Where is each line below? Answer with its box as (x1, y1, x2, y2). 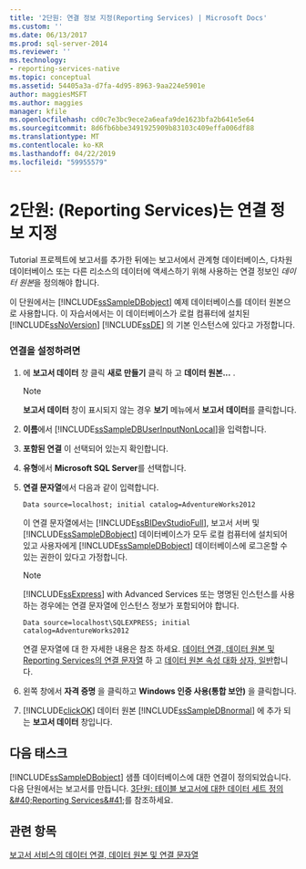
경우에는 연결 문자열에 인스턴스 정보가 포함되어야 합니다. (39, 600, 240, 611)
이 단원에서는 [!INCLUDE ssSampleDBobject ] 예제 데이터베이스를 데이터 (9, 297, 267, 308)
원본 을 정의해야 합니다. (18, 277, 100, 288)
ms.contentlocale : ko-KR (9, 141, 104, 150)
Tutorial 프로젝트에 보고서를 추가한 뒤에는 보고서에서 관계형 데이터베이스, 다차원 (9, 255, 293, 266)
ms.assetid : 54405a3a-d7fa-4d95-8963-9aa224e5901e (9, 81, 206, 90)
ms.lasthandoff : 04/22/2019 (9, 149, 117, 158)
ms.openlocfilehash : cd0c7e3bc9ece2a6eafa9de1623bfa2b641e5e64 (9, 115, 255, 124)
